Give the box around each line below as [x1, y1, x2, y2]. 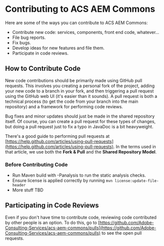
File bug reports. [12, 34, 46, 40]
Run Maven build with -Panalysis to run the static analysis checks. [12, 172, 146, 178]
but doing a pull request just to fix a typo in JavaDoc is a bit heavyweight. [5, 123, 154, 129]
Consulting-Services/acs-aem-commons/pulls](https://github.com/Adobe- [5, 225, 156, 231]
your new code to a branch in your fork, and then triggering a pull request [5, 88, 154, 94]
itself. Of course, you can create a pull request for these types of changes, [5, 118, 156, 124]
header [12, 183, 26, 188]
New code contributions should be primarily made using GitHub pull [5, 77, 142, 83]
